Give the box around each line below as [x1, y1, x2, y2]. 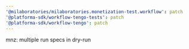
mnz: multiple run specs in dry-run [5, 36, 91, 44]
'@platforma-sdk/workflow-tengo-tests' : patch [5, 14, 124, 20]
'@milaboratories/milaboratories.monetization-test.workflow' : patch [5, 8, 184, 15]
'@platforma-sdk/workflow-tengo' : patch [5, 20, 109, 26]
